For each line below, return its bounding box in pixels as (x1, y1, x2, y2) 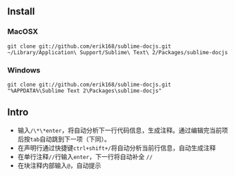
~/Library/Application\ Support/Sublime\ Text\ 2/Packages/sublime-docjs (7, 49, 229, 56)
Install (7, 6, 35, 18)
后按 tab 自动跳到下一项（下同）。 (17, 134, 111, 143)
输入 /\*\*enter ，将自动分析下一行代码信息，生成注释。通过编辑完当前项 (17, 126, 229, 134)
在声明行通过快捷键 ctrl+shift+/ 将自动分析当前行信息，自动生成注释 (17, 144, 216, 152)
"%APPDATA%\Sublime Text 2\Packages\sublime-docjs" (7, 87, 162, 94)
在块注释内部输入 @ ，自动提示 (17, 161, 101, 170)
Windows (7, 65, 41, 75)
